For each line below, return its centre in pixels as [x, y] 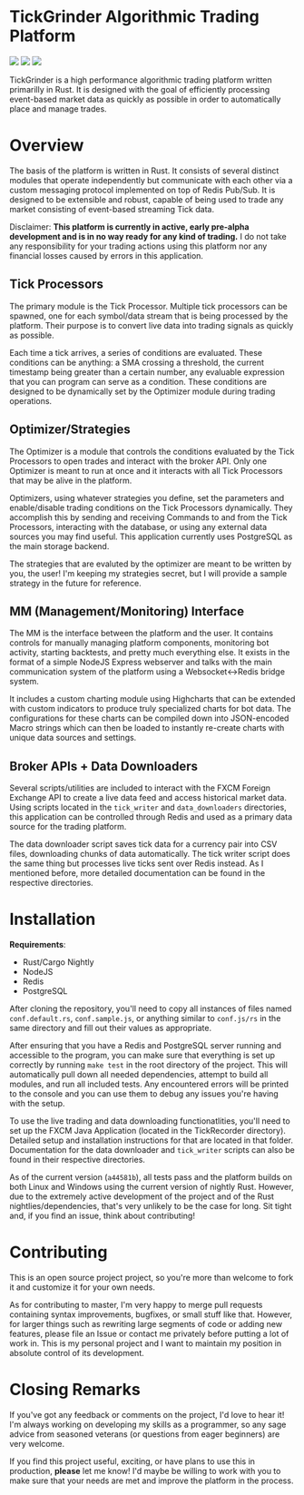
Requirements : [38, 945]
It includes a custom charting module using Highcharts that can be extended [152, 699]
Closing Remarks [75, 1390]
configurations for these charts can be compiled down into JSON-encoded [149, 718]
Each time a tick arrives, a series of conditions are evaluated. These [136, 352]
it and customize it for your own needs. [83, 1287]
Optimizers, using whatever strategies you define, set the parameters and [147, 497]
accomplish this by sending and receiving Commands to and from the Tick [148, 517]
